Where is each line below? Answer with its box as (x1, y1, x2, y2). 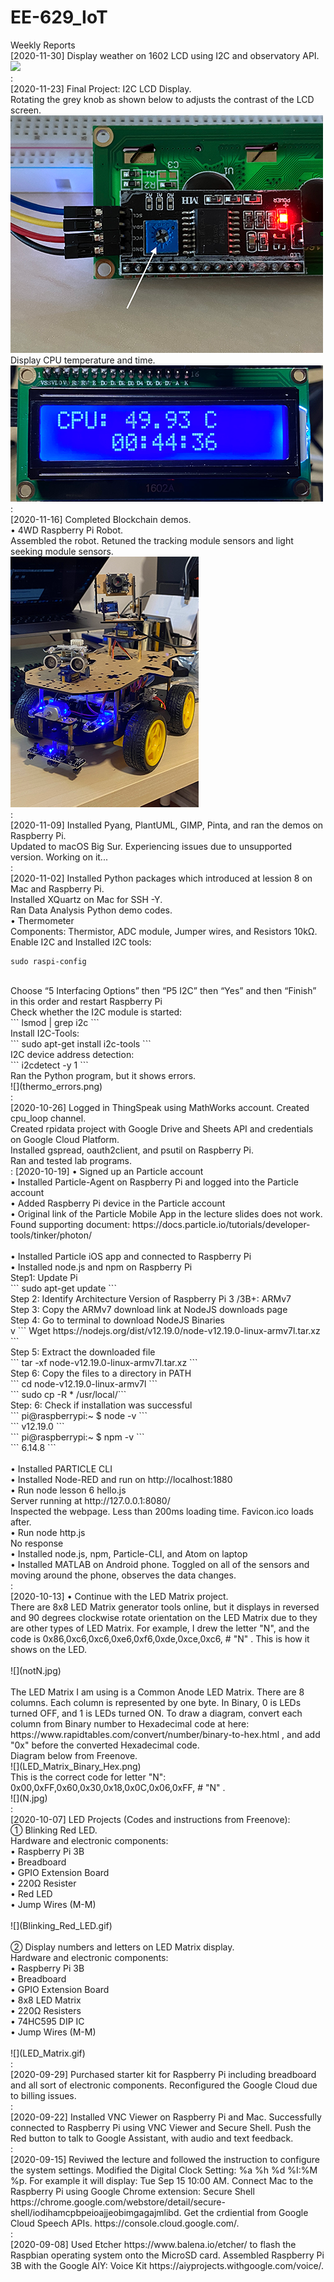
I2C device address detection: (10, 1048, 135, 1060)
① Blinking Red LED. (10, 1824, 98, 1836)
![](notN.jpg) (10, 1664, 62, 1676)
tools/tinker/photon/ (10, 1229, 93, 1241)
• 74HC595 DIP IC (10, 2015, 85, 2027)
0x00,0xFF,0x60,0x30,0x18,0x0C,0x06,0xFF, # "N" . (10, 1781, 226, 1793)
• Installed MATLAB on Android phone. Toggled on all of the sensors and (10, 1558, 310, 1570)
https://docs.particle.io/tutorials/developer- (132, 1218, 311, 1230)
